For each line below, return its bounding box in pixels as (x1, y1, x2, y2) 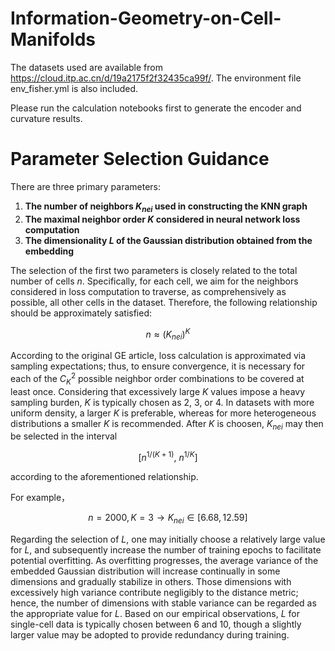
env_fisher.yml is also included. (10, 82, 139, 94)
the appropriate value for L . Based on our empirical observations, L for (10, 607, 300, 619)
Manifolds (10, 28, 96, 51)
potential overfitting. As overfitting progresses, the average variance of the (10, 554, 319, 566)
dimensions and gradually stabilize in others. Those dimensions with (10, 575, 292, 587)
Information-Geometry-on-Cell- (10, 7, 282, 30)
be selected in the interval (10, 430, 118, 442)
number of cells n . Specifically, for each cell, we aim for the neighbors (10, 275, 299, 287)
